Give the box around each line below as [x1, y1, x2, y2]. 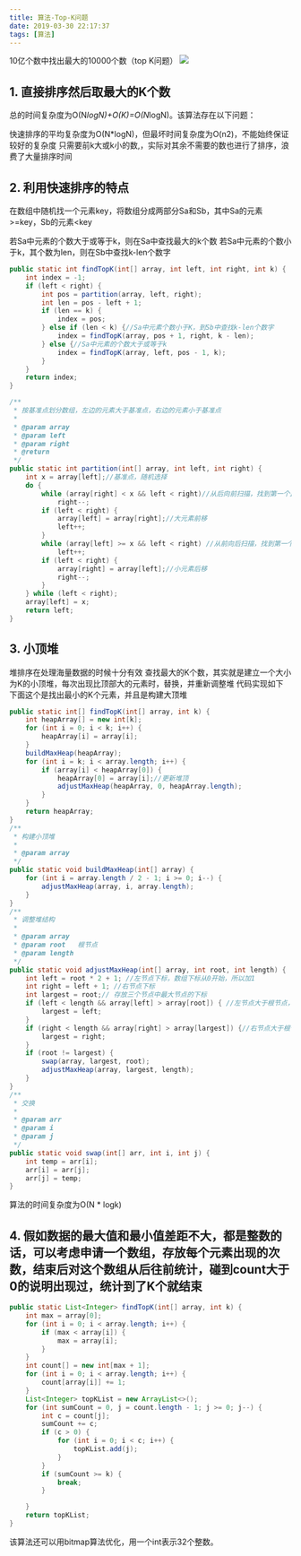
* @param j [13, 1132, 54, 1141]
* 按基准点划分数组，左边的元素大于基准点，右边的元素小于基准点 [13, 406, 222, 415]
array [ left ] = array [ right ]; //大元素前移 [56, 514, 208, 523]
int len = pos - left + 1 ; [41, 298, 142, 307]
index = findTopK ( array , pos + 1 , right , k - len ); [56, 332, 254, 341]
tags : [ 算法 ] [9, 30, 56, 39]
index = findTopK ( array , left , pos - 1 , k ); [56, 348, 227, 357]
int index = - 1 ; [25, 272, 87, 282]
